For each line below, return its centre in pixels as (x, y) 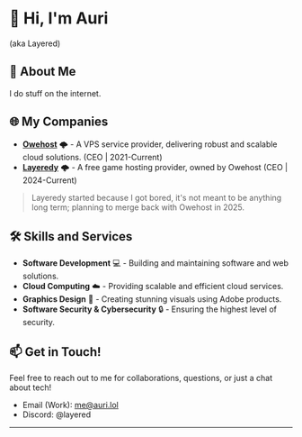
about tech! (31, 387)
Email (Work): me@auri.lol (70, 405)
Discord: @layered (57, 414)
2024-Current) (50, 180)
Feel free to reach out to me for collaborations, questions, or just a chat (141, 378)
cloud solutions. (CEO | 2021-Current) (92, 157)
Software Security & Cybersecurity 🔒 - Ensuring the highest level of (149, 309)
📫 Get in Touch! (55, 352)
